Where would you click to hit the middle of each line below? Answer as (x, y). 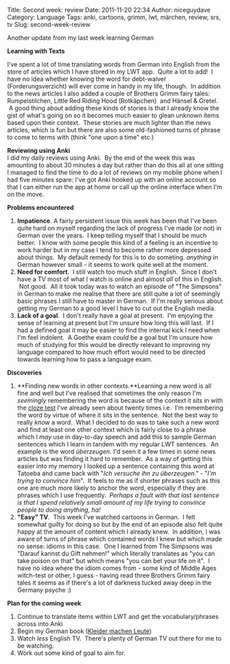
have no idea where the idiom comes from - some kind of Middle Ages (117, 568)
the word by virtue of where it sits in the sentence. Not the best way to (117, 415)
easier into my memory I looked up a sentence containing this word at (116, 466)
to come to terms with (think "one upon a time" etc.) (81, 137)
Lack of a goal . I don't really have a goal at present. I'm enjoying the (115, 316)
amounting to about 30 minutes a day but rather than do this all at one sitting (115, 165)
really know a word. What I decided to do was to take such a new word (118, 422)
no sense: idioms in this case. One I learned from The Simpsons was (115, 546)
